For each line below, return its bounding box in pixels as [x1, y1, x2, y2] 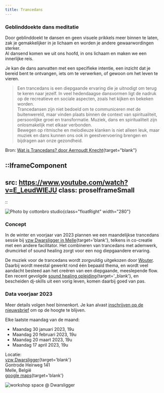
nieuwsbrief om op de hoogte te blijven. [5, 307, 86, 313]
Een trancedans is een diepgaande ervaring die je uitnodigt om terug [17, 85, 157, 91]
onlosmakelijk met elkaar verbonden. [17, 122, 92, 128]
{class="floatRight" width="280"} [63, 209, 131, 214]
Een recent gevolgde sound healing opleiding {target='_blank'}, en [5, 273, 139, 279]
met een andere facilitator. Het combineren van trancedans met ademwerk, [5, 243, 158, 249]
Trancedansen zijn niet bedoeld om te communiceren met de [17, 106, 141, 112]
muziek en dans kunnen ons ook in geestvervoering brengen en [17, 132, 147, 138]
